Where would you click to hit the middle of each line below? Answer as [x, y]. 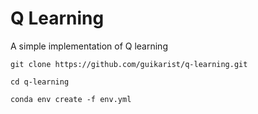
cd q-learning [40, 82]
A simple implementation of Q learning [89, 46]
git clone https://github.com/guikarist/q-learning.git [129, 64]
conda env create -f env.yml [71, 99]
